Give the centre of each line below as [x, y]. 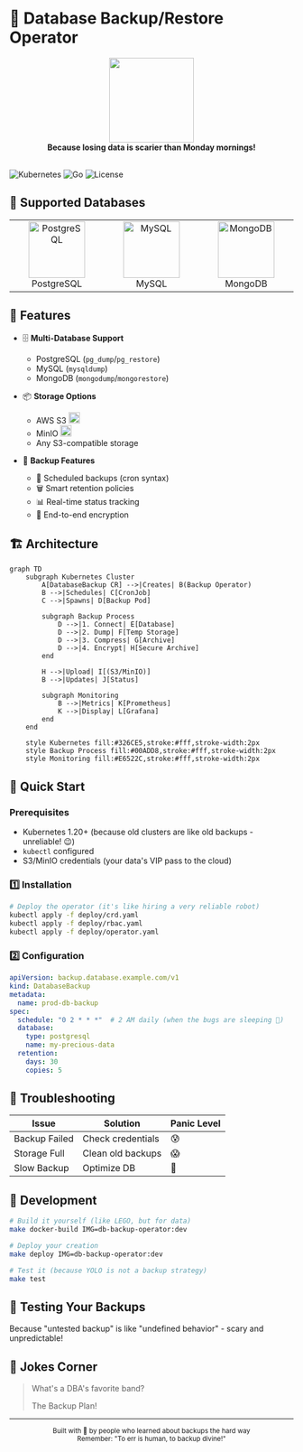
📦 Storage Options [59, 396]
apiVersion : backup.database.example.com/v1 [94, 978]
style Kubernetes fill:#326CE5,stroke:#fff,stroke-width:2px [142, 743]
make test [28, 1279]
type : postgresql [58, 1037]
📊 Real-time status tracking [87, 501]
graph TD [26, 569]
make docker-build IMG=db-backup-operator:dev [98, 1230]
